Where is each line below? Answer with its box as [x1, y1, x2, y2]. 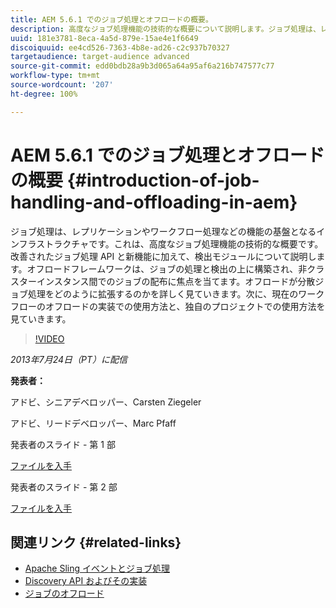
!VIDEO [34, 332, 65, 345]
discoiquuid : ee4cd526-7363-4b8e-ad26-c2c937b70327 [10, 42, 230, 53]
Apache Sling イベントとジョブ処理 [24, 562, 170, 575]
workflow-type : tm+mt [10, 71, 101, 81]
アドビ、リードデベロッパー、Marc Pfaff [10, 417, 177, 429]
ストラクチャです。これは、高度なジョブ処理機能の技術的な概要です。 [36, 237, 324, 250]
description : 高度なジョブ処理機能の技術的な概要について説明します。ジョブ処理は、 [10, 24, 321, 34]
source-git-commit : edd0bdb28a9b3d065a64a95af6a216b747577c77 [10, 61, 275, 71]
